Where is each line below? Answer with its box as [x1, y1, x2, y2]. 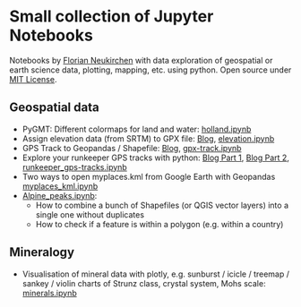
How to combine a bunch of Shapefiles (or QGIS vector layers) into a [35, 200, 289, 210]
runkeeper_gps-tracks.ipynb [21, 161, 127, 172]
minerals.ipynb [21, 287, 78, 298]
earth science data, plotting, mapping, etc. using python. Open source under [9, 64, 292, 75]
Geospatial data [9, 100, 100, 115]
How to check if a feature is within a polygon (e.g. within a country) [35, 218, 284, 229]
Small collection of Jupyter [9, 6, 214, 27]
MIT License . [9, 73, 57, 84]
